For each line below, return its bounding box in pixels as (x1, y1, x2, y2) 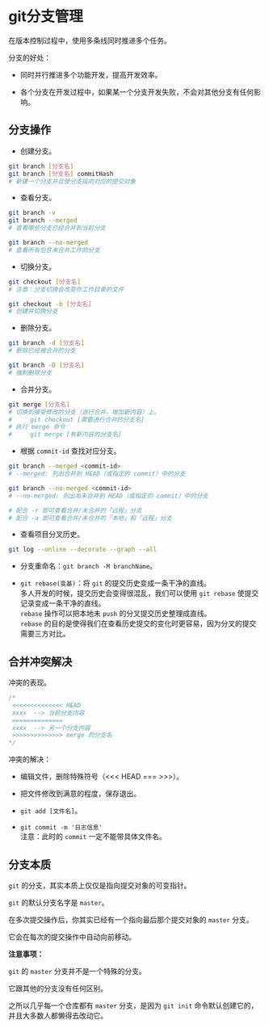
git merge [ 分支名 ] (8, 401, 70, 409)
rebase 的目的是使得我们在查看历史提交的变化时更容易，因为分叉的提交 (19, 619, 257, 628)
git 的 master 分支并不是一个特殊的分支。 (8, 967, 147, 976)
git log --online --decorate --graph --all (8, 546, 158, 554)
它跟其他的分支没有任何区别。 (8, 984, 107, 993)
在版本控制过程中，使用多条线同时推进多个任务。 (8, 36, 171, 45)
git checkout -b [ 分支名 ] (8, 300, 92, 308)
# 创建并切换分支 (8, 308, 58, 316)
